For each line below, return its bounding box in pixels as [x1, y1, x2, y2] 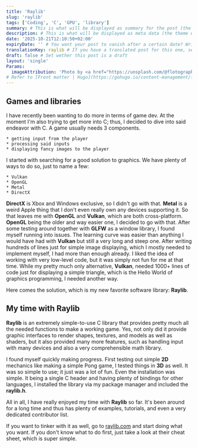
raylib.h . [6, 387, 27, 394]
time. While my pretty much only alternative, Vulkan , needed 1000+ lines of [6, 262, 190, 269]
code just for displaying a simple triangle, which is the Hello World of [6, 269, 173, 276]
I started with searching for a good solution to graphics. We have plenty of [6, 156, 187, 163]
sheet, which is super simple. [6, 434, 77, 442]
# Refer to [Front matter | [6, 74, 75, 80]
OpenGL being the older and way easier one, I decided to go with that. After [6, 219, 190, 226]
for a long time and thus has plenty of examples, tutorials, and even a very [6, 404, 186, 411]
